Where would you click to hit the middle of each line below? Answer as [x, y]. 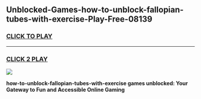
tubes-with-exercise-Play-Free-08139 [79, 19]
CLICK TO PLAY [29, 37]
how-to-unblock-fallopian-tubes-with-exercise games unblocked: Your [97, 83]
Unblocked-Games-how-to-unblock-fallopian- [95, 10]
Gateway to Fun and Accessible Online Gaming [66, 89]
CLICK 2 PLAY [27, 59]
